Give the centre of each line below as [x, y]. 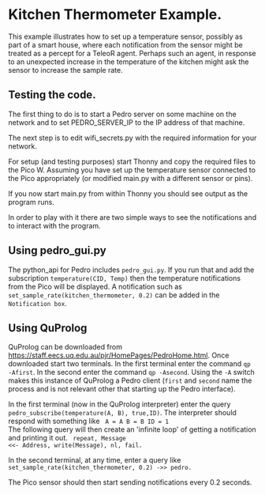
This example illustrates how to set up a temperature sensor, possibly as [125, 36]
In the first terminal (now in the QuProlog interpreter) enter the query [119, 404]
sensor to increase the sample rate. [66, 70]
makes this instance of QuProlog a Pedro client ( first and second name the [130, 380]
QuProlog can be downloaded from [65, 347]
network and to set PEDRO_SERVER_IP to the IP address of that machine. [127, 122]
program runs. [32, 202]
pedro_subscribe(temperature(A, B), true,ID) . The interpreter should [122, 413]
